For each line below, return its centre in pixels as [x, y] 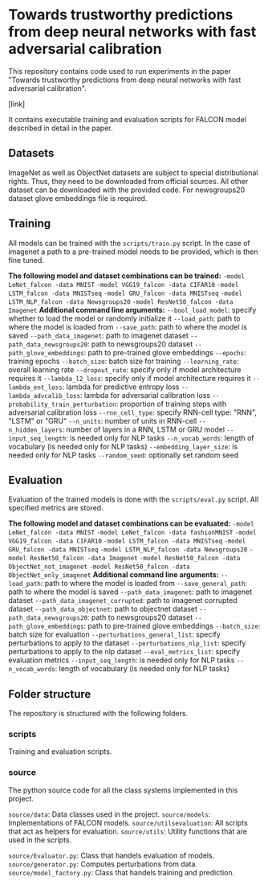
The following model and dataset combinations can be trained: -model [127, 276]
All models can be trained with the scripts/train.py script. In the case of [129, 243]
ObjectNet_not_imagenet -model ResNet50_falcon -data [99, 567]
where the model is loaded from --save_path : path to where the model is [128, 326]
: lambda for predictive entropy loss [121, 387]
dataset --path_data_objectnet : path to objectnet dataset [103, 609]
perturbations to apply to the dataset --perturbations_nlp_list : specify [127, 643]
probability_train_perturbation [62, 404]
